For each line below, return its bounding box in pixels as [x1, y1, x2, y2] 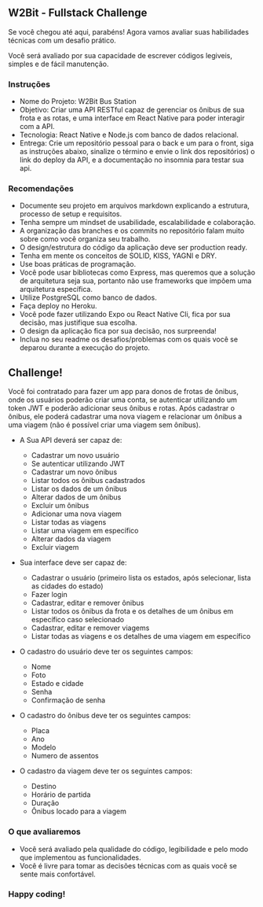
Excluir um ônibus [31, 501, 89, 511]
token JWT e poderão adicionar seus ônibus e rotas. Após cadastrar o [8, 404, 236, 413]
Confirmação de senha [31, 695, 106, 705]
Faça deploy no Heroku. [19, 301, 97, 311]
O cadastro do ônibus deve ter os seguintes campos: [19, 711, 191, 721]
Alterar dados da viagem [31, 534, 111, 544]
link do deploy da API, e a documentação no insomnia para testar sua [19, 155, 245, 164]
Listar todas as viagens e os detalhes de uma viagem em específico [31, 632, 251, 641]
